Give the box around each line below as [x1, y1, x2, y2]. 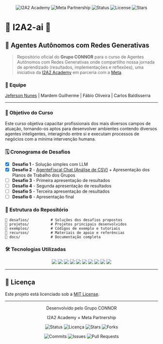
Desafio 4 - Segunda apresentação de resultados [12, 183, 112, 189]
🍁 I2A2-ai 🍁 [5, 22, 51, 33]
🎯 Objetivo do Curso [5, 109, 53, 116]
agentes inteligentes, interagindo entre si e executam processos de [5, 131, 140, 137]
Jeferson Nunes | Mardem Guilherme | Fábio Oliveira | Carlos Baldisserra [5, 92, 151, 99]
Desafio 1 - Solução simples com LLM [12, 161, 88, 167]
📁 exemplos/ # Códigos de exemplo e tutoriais [5, 226, 120, 231]
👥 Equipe [5, 81, 27, 88]
